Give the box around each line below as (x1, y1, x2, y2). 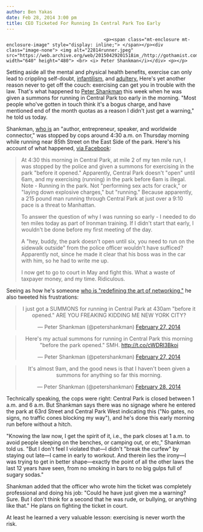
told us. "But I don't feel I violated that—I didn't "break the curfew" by (6, 445, 179, 453)
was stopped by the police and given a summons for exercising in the (21, 163, 195, 170)
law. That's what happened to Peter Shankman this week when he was (6, 88, 182, 95)
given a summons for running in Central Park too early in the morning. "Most (6, 95, 196, 102)
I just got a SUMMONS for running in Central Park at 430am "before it (22, 305, 196, 313)
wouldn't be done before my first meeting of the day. (21, 226, 153, 233)
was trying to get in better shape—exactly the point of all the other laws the (6, 458, 194, 465)
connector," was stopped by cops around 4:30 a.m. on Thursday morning (6, 131, 189, 139)
